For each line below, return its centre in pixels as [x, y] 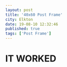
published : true [23, 29]
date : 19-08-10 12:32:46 [32, 24]
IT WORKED [31, 59]
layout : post [19, 10]
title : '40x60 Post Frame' [34, 15]
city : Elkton [19, 19]
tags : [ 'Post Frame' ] [28, 33]
